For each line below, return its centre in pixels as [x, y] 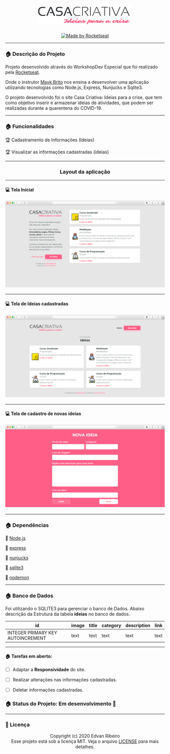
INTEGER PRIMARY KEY [32, 633]
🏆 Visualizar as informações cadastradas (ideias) [57, 152]
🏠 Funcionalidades [30, 127]
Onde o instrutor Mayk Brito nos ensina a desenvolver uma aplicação [77, 82]
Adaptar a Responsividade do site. [49, 669]
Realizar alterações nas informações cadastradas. [65, 679]
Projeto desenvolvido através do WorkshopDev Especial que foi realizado [82, 67]
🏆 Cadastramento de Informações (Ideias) [50, 140]
